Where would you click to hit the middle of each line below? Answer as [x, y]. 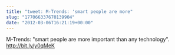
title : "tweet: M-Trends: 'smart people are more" [70, 12]
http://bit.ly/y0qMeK [30, 46]
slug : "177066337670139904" [41, 17]
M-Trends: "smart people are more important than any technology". [88, 40]
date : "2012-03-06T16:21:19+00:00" [50, 22]
